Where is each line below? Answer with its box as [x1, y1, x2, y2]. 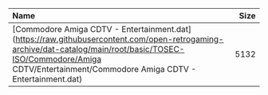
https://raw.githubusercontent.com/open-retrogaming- [15, 34, 224, 45]
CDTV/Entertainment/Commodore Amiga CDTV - [12, 64, 197, 74]
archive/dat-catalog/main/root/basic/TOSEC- [12, 44, 185, 54]
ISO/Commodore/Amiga [12, 53, 102, 65]
